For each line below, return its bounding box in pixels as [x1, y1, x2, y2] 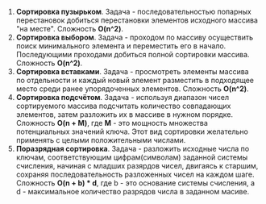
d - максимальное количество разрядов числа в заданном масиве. [15, 187, 250, 196]
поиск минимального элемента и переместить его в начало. [15, 41, 227, 51]
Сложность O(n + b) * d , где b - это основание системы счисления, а [15, 178, 256, 188]
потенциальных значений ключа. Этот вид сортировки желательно [15, 127, 248, 136]
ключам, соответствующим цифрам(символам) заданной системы [15, 152, 248, 162]
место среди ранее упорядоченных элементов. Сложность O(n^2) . [15, 84, 249, 94]
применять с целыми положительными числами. [15, 135, 186, 144]
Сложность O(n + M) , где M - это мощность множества [15, 119, 208, 127]
